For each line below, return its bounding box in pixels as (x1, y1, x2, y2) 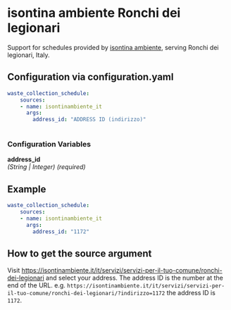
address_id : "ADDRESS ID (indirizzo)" (32, 116, 146, 123)
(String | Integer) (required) (7, 163, 86, 171)
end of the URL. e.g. (7, 281, 65, 290)
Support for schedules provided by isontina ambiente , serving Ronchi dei (7, 43, 219, 51)
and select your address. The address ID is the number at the (45, 273, 224, 283)
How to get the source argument (7, 247, 152, 259)
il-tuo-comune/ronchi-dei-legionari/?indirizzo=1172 (7, 290, 166, 297)
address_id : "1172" (32, 228, 90, 235)
